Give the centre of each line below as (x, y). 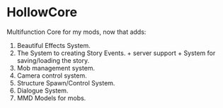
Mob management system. (56, 68)
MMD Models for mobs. (51, 98)
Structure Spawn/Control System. (66, 83)
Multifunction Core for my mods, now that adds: (76, 32)
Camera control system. (52, 76)
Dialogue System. (42, 90)
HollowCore (42, 12)
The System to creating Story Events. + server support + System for (116, 53)
